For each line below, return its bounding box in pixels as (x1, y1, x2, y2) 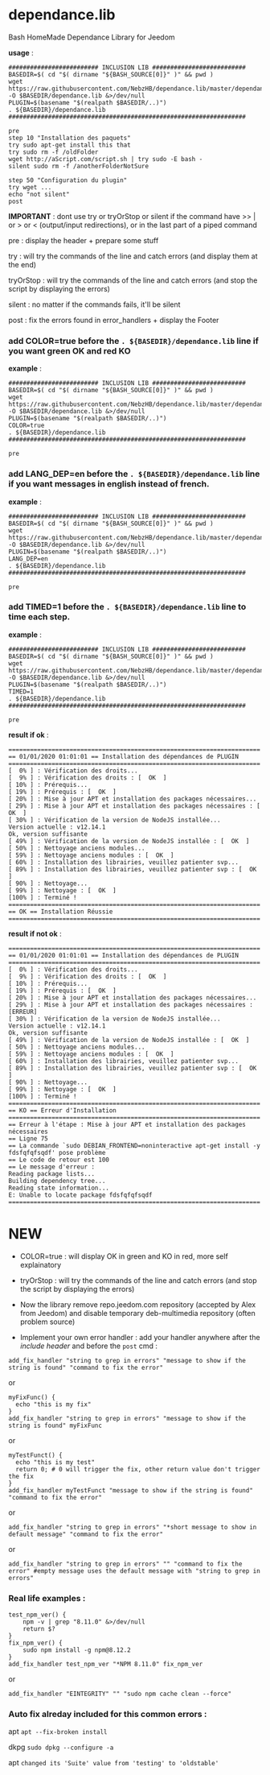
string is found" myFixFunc (8, 1421, 103, 1430)
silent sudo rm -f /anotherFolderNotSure (8, 162, 149, 170)
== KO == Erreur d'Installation (8, 1106, 117, 1115)
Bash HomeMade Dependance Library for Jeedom (8, 32, 175, 42)
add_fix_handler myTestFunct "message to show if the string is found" (8, 1486, 253, 1495)
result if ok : (8, 730, 50, 739)
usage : (8, 48, 34, 57)
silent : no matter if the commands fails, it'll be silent (8, 300, 181, 309)
